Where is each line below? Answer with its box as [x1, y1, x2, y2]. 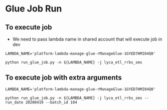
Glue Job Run [5, 3, 62, 14]
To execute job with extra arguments [5, 73, 122, 82]
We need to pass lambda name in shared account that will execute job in [12, 36, 162, 42]
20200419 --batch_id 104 [25, 99, 78, 105]
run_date [5, 99, 24, 105]
